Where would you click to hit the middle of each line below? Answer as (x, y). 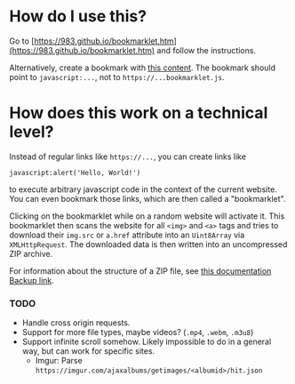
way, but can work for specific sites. (88, 351)
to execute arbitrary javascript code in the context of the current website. (143, 189)
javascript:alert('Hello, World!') (75, 172)
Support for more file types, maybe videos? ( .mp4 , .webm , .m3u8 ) (138, 332)
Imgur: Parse (59, 361)
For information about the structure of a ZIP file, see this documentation (140, 271)
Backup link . (32, 280)
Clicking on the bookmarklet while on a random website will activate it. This (147, 216)
